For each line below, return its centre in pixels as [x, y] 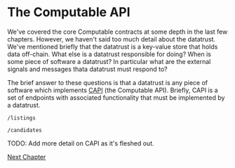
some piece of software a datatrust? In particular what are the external [109, 61]
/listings [22, 118]
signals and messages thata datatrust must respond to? [87, 69]
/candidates [25, 130]
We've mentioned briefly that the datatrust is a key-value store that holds [113, 46]
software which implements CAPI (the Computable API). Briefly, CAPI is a [113, 90]
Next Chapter [27, 157]
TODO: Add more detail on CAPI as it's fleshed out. [81, 143]
